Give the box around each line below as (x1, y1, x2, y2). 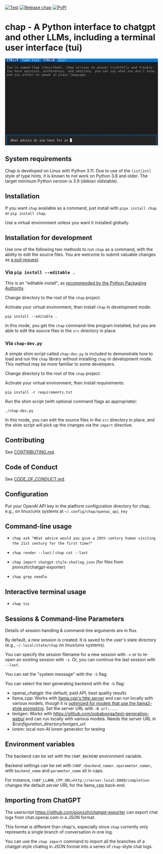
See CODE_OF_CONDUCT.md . (5, 476, 65, 482)
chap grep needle (12, 574, 48, 580)
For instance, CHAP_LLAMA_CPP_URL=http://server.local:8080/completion (5, 777, 149, 783)
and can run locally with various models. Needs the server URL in (25, 716, 156, 721)
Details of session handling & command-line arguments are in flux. (5, 627, 138, 633)
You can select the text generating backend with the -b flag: (5, 680, 125, 687)
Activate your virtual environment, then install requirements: (5, 380, 125, 386)
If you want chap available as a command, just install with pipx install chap (5, 205, 157, 211)
